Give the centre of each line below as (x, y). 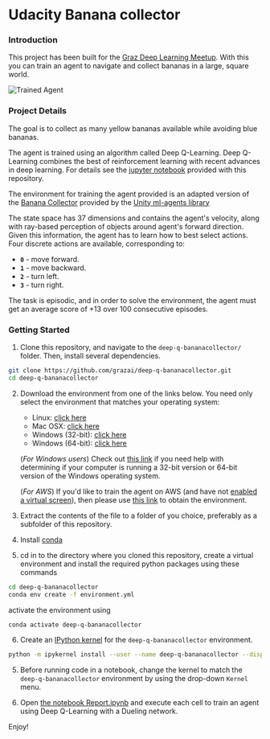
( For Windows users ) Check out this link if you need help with (122, 458)
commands (39, 572)
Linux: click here (59, 417)
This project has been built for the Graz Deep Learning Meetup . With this (129, 57)
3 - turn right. (42, 285)
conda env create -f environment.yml (72, 594)
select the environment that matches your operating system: (120, 402)
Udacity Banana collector (94, 15)
